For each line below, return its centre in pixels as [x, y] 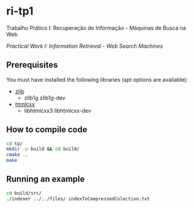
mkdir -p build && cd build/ [43, 149]
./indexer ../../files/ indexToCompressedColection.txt [78, 199]
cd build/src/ [24, 193]
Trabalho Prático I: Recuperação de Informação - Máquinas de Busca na [96, 28]
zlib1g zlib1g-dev [45, 97]
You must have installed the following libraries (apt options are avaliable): [97, 79]
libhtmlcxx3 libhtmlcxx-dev [58, 111]
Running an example [46, 179]
